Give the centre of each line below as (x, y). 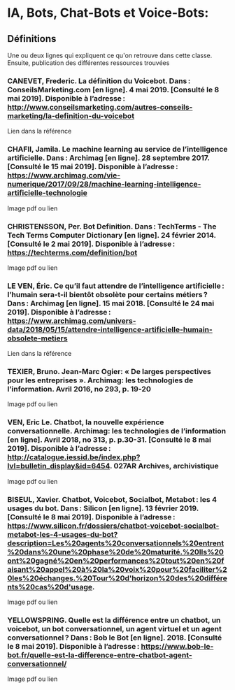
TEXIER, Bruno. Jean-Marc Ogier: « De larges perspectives (109, 372)
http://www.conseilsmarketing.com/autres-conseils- (100, 107)
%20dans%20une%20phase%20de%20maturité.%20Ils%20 (115, 552)
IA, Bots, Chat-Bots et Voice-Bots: (108, 13)
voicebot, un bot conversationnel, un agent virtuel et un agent (114, 629)
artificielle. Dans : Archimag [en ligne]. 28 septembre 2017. (108, 158)
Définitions (32, 39)
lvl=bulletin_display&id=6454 (59, 466)
